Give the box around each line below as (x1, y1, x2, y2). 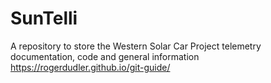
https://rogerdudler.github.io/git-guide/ (10, 61, 171, 73)
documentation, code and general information (10, 50, 200, 62)
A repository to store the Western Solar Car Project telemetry (10, 40, 262, 52)
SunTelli (10, 7, 78, 30)
